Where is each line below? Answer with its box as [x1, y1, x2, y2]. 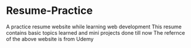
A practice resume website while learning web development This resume [6, 23, 182, 30]
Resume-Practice [6, 4, 93, 17]
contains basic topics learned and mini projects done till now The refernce [6, 29, 186, 36]
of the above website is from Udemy [6, 35, 94, 42]
